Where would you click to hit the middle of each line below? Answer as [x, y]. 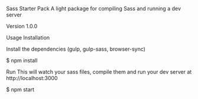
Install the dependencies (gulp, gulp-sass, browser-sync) [76, 49]
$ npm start [20, 90]
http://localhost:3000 [32, 78]
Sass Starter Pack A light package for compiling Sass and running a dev [94, 9]
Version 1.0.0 [22, 26]
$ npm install [22, 60]
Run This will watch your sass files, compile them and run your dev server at [99, 72]
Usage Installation [28, 37]
